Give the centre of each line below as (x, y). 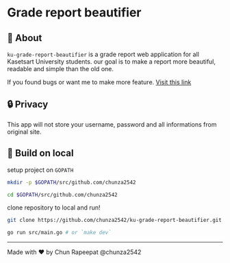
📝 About (25, 38)
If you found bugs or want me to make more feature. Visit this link (99, 82)
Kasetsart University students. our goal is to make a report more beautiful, (112, 62)
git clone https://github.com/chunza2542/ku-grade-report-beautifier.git (115, 221)
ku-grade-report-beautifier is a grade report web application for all (103, 54)
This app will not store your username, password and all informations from (112, 124)
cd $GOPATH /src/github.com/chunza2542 (62, 195)
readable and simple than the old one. (61, 69)
